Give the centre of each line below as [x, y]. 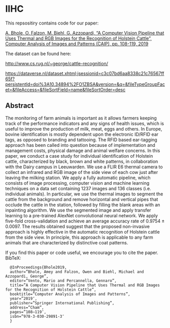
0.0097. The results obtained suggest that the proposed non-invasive [77, 226]
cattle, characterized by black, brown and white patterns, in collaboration [82, 161]
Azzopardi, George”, [27, 276]
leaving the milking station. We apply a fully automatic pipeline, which [78, 178]
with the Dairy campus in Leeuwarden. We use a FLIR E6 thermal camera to [84, 167]
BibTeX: [13, 258]
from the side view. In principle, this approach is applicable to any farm [79, 237]
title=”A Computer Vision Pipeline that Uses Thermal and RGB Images [85, 285]
